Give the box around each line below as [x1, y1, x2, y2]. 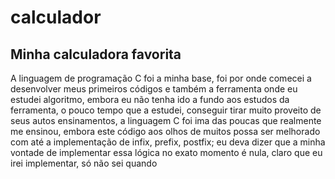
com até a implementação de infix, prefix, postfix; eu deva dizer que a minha [10, 136, 326, 148]
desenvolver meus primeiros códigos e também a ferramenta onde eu [10, 83, 298, 95]
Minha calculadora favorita [10, 46, 182, 63]
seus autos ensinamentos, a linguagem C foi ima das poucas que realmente [10, 115, 322, 126]
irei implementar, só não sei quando [10, 157, 158, 169]
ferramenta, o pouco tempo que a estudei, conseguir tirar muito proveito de [10, 104, 322, 116]
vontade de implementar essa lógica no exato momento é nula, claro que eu [10, 147, 323, 158]
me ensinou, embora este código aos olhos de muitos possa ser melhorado [10, 126, 321, 137]
